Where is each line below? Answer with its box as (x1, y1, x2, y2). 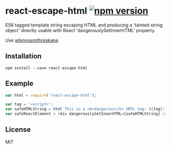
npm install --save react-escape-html (5, 65, 88, 71)
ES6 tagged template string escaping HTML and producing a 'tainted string (5, 22, 163, 28)
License (5, 125, 31, 134)
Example (5, 79, 34, 88)
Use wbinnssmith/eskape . (5, 37, 60, 43)
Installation (5, 52, 42, 61)
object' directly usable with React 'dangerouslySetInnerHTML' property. (5, 27, 156, 33)
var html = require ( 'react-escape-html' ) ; (5, 93, 97, 98)
